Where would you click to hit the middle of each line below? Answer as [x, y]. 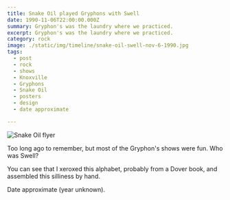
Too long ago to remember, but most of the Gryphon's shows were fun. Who [115, 148]
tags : [15, 52]
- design [26, 103]
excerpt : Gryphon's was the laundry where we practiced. [90, 33]
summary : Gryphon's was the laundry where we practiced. [90, 26]
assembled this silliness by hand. [54, 176]
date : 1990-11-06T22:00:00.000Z [53, 20]
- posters [27, 97]
